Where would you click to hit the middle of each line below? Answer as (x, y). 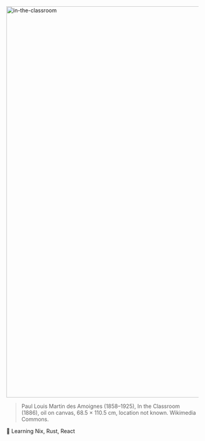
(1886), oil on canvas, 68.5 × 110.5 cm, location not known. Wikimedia (109, 413)
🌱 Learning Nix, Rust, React (41, 431)
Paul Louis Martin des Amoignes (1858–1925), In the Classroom (100, 406)
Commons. (35, 419)
